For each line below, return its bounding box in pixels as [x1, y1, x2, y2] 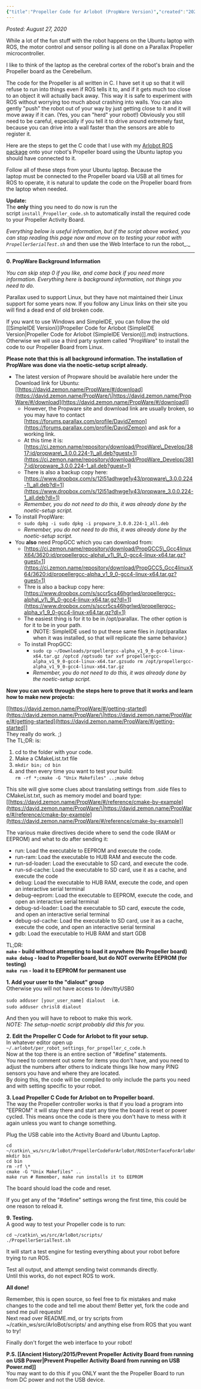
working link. [23, 430, 56, 438]
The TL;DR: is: [6, 737, 41, 744]
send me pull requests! [6, 1308, 63, 1315]
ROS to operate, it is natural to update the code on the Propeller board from [6, 179, 192, 186]
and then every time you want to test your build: [14, 767, 133, 775]
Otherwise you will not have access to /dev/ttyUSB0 [6, 984, 135, 992]
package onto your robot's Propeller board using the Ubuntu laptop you [6, 148, 182, 155]
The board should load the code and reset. [6, 1185, 112, 1192]
